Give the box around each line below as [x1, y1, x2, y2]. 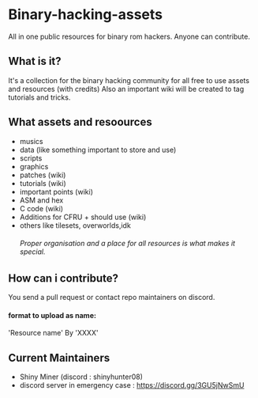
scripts [19, 153, 43, 163]
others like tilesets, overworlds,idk [19, 220, 132, 230]
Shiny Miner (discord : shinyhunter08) [19, 372, 144, 381]
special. [19, 247, 46, 256]
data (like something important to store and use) [19, 145, 177, 154]
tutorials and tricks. [8, 93, 71, 102]
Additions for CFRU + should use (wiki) [19, 212, 147, 222]
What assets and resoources [8, 116, 152, 129]
